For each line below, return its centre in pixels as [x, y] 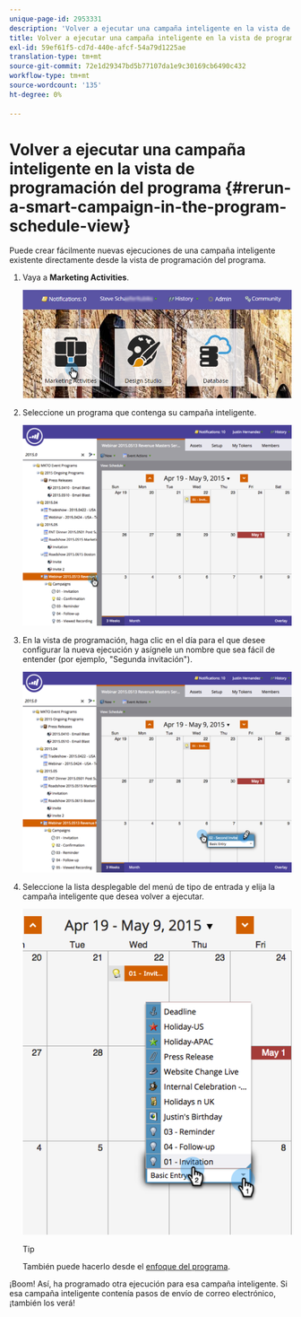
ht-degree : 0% [36, 94]
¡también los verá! [43, 1303]
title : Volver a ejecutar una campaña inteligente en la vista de [136, 38]
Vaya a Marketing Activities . [76, 277]
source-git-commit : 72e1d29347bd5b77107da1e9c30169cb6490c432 [128, 66]
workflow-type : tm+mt [50, 76]
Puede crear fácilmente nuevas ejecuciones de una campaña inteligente [142, 250]
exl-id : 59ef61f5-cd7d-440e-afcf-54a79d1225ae [98, 48]
